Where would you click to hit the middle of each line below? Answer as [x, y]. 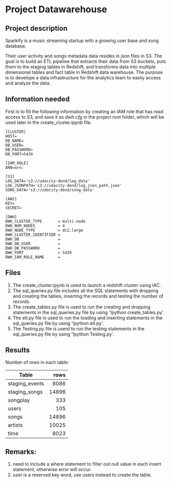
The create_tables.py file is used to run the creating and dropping [81, 307]
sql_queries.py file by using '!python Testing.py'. [63, 334]
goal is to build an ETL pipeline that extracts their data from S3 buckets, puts [86, 61]
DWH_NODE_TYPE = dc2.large [44, 230]
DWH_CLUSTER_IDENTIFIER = [33, 235]
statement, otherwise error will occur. [52, 470]
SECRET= [14, 208]
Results [18, 350]
